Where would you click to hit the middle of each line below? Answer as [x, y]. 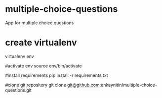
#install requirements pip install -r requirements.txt [57, 75]
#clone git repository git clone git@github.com [52, 85]
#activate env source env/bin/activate [43, 65]
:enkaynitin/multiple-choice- [128, 85]
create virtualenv [41, 43]
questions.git [19, 90]
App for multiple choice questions [40, 23]
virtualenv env [20, 56]
